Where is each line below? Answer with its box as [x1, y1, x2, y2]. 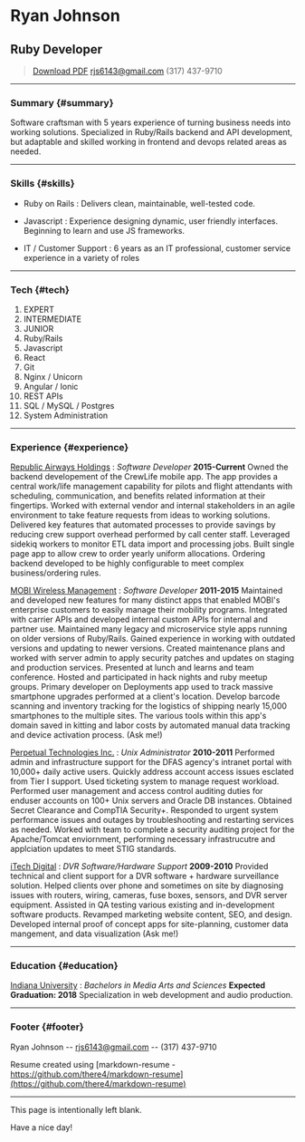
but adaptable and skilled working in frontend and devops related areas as [10, 137, 288, 148]
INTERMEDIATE [23, 314, 82, 324]
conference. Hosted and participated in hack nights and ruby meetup [10, 672, 268, 682]
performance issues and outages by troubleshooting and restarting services [10, 815, 294, 826]
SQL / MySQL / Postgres [23, 400, 115, 411]
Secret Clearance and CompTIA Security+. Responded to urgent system [10, 805, 279, 816]
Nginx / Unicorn [23, 371, 83, 382]
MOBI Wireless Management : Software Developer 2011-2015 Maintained [10, 586, 283, 596]
